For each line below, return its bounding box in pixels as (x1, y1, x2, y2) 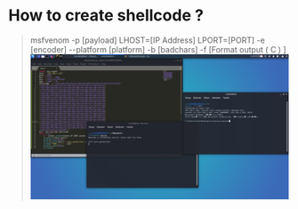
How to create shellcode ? (8, 5, 204, 26)
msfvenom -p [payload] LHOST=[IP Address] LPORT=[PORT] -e (29, 35, 266, 45)
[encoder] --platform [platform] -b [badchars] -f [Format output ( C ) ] (29, 44, 286, 54)
